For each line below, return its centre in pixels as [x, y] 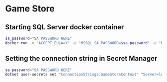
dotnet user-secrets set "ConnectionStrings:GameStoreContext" [72, 75]
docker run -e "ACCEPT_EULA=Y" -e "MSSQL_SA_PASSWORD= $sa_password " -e [81, 43]
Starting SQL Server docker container [65, 27]
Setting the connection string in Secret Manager [81, 58]
